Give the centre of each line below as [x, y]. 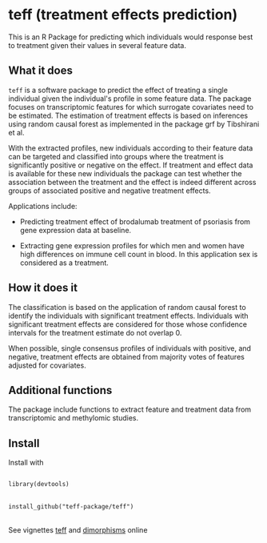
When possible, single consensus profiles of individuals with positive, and [130, 348]
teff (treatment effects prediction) [123, 15]
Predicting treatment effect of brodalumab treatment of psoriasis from [135, 221]
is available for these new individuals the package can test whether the [125, 173]
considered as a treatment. [64, 263]
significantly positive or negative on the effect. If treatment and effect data [131, 165]
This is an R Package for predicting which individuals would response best [131, 37]
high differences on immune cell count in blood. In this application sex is [139, 254]
